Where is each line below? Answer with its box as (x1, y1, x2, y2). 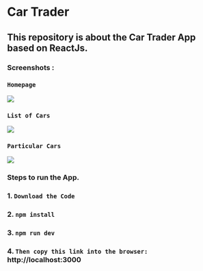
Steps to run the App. (7, 173, 80, 182)
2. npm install (7, 210, 55, 220)
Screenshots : (7, 62, 55, 72)
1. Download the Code (7, 191, 75, 201)
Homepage (7, 81, 36, 89)
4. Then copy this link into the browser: (7, 246, 148, 256)
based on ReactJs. (7, 42, 88, 54)
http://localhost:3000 (7, 255, 82, 264)
